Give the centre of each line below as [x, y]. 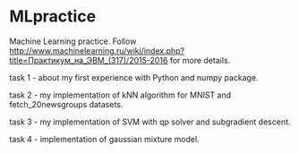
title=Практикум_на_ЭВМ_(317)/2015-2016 [89, 60]
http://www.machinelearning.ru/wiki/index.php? [97, 50]
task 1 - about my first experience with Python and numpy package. [134, 77]
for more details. [200, 60]
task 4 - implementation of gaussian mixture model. [104, 139]
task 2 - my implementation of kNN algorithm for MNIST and [120, 95]
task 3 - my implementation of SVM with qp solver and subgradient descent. [150, 122]
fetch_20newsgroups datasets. [66, 104]
